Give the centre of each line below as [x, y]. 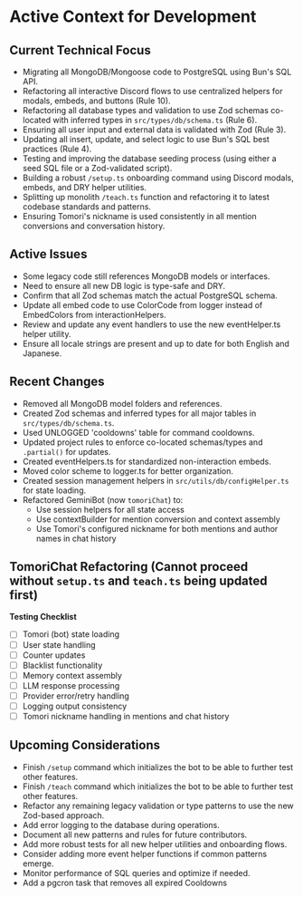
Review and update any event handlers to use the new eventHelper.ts [151, 324]
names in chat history [76, 538]
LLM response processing [71, 685]
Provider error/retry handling [76, 696]
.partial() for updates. [66, 451]
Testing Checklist [43, 617]
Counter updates [54, 655]
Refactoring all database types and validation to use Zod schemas [146, 110]
